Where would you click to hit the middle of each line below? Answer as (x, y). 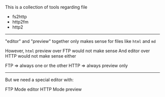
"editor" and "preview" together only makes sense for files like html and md (81, 41)
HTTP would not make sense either (41, 56)
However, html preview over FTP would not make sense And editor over (78, 51)
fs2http (19, 16)
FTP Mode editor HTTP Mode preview (43, 89)
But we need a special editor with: (39, 80)
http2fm (20, 22)
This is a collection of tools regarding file (46, 7)
